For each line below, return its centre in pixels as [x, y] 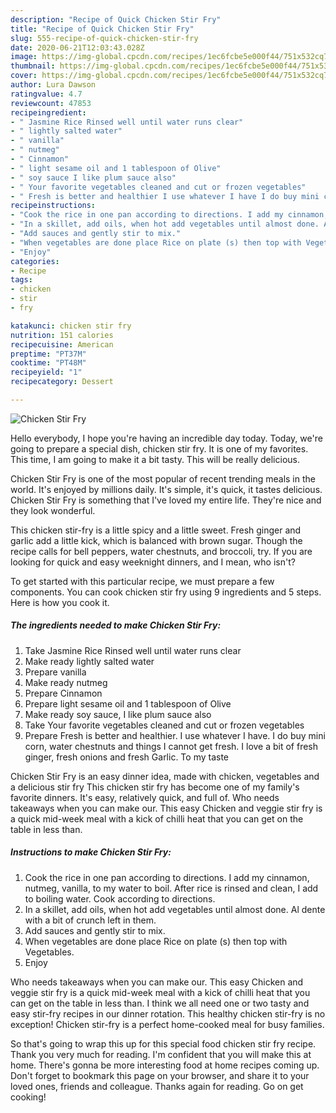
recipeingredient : [48, 112]
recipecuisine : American [62, 344]
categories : [35, 261]
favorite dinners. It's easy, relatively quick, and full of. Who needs [145, 797]
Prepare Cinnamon [63, 693]
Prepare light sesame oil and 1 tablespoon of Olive [128, 703]
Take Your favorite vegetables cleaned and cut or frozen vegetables [164, 725]
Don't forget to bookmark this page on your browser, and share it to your [160, 1075]
